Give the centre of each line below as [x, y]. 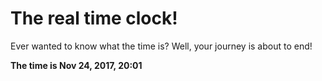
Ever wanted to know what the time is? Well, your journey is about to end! [161, 46]
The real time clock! [94, 18]
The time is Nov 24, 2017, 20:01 [76, 65]
